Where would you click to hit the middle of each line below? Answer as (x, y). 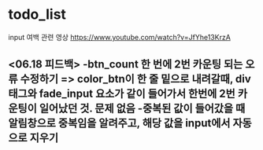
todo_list (37, 15)
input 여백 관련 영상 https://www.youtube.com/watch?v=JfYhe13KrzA (119, 37)
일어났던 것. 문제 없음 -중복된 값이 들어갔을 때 (142, 109)
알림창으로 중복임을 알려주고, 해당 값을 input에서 (119, 123)
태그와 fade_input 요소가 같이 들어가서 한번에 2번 (122, 94)
